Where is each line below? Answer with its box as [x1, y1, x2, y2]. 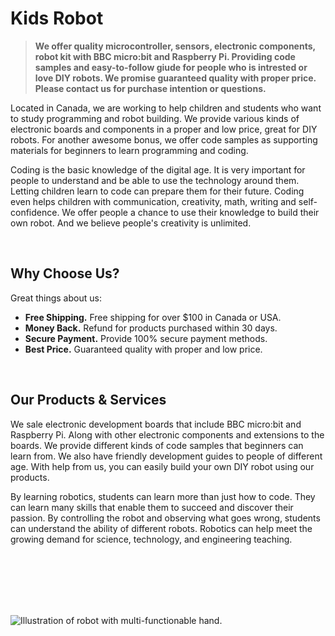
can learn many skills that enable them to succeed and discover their [10, 501, 294, 513]
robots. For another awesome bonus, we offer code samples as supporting [10, 133, 318, 146]
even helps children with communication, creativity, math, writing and [10, 195, 297, 207]
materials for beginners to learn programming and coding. [10, 144, 249, 156]
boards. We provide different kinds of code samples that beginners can [10, 439, 304, 451]
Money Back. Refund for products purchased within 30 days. [24, 322, 278, 334]
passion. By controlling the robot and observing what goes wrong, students [10, 512, 321, 524]
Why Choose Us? [10, 265, 120, 282]
